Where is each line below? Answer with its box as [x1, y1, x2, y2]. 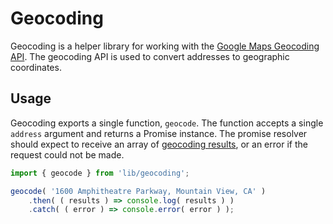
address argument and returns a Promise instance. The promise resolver [10, 127, 308, 139]
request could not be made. [10, 148, 125, 161]
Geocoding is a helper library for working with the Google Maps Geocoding [10, 40, 320, 52]
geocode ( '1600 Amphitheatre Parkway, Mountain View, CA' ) [10, 186, 267, 196]
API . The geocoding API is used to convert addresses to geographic [10, 50, 290, 62]
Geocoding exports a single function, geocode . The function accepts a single [10, 117, 324, 129]
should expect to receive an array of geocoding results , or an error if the [10, 138, 308, 150]
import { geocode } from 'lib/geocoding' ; [10, 168, 190, 178]
